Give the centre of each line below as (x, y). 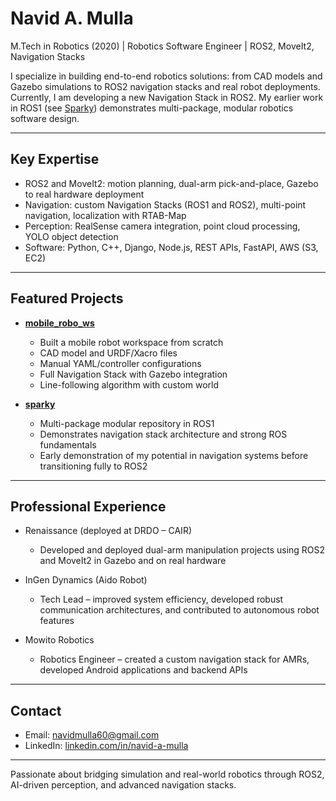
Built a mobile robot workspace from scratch (131, 342)
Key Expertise (55, 159)
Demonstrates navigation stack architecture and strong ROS (163, 434)
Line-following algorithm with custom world (129, 384)
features (57, 621)
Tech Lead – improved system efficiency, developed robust (161, 599)
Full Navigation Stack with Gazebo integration (133, 374)
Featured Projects (67, 298)
